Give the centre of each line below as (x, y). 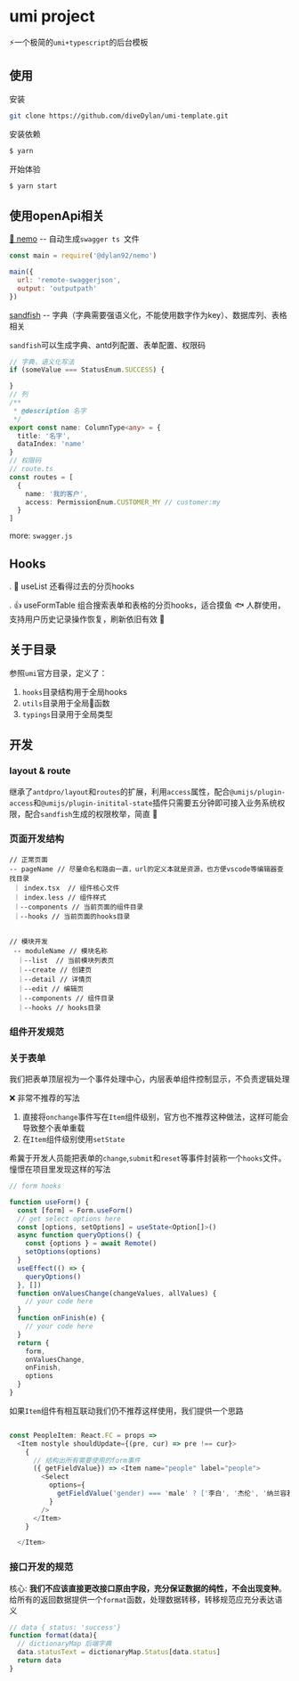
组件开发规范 (37, 1032)
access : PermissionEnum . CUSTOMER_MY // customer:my (123, 502)
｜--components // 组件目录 (66, 998)
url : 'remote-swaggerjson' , (69, 280)
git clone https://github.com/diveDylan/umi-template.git (119, 116)
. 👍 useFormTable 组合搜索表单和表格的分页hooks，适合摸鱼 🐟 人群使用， (147, 605)
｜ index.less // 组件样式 (60, 897)
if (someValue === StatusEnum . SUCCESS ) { (87, 370)
